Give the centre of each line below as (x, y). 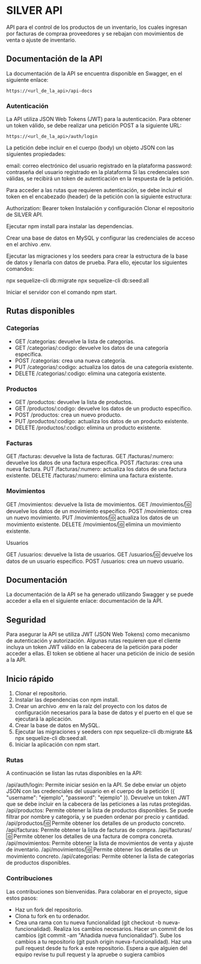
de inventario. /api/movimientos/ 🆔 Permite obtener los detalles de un (92, 850)
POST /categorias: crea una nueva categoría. (70, 360)
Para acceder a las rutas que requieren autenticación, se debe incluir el (94, 190)
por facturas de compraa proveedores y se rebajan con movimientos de (95, 33)
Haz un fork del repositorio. (49, 909)
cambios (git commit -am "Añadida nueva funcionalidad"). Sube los (98, 935)
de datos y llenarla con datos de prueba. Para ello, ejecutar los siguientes (97, 263)
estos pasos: (22, 898)
